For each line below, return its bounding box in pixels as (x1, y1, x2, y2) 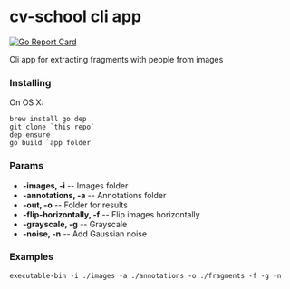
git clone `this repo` (9, 122, 95, 132)
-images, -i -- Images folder (22, 179, 129, 191)
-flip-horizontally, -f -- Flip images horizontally (22, 208, 201, 219)
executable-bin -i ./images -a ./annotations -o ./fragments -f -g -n (9, 271, 282, 280)
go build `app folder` (9, 139, 95, 148)
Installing (9, 76, 52, 89)
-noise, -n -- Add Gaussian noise (22, 228, 148, 239)
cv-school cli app (9, 6, 142, 27)
